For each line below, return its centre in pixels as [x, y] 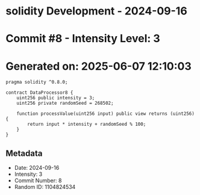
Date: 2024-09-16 [37, 168]
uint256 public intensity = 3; [56, 98]
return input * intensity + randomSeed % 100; [87, 125]
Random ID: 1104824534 [45, 187]
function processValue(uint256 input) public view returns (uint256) [106, 114]
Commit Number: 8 [38, 181]
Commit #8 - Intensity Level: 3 [83, 39]
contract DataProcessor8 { [39, 93]
